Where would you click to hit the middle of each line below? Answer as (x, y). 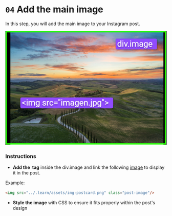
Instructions (21, 156)
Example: (15, 183)
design (20, 208)
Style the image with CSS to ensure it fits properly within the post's (84, 203)
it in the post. (27, 173)
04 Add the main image (54, 9)
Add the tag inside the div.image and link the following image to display (89, 167)
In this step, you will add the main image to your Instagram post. (73, 24)
